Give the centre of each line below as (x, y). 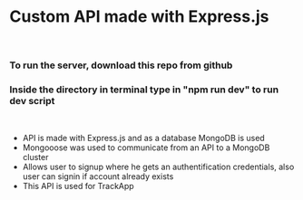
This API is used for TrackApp (78, 186)
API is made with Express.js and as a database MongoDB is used (143, 138)
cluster (35, 157)
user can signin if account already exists (98, 176)
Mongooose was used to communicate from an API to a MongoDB (146, 148)
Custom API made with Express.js (139, 17)
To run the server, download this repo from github (121, 65)
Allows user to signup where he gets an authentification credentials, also (158, 167)
